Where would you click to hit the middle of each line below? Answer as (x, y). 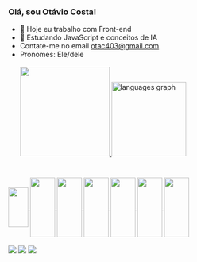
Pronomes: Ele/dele (52, 55)
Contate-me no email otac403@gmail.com (89, 46)
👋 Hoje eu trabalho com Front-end (75, 29)
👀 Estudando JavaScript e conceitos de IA (88, 37)
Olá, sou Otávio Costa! (52, 12)
